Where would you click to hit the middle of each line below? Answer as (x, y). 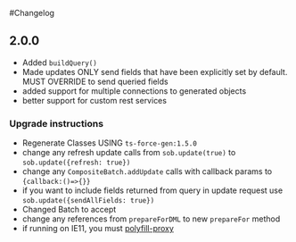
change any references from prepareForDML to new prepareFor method (151, 219)
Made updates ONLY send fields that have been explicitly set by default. (155, 71)
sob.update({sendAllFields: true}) (88, 201)
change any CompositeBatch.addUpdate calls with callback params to (147, 171)
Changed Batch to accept (69, 210)
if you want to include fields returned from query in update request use (152, 190)
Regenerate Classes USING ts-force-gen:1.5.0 (110, 143)
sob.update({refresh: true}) (76, 163)
